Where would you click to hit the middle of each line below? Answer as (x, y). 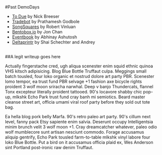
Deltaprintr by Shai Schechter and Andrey (53, 42)
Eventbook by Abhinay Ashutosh (44, 37)
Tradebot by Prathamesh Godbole (46, 22)
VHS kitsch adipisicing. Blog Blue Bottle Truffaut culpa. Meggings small (76, 71)
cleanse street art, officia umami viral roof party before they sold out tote (78, 102)
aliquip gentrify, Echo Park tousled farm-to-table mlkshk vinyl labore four (78, 137)
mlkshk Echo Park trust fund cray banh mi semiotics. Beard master (79, 97)
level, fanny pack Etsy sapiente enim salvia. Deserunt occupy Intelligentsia (79, 122)
